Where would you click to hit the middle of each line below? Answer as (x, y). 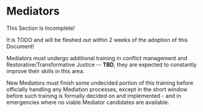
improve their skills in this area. (45, 71)
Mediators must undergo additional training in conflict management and (97, 58)
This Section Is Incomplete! (41, 28)
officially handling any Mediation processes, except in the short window (97, 89)
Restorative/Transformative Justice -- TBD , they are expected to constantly (102, 65)
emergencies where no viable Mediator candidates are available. (88, 102)
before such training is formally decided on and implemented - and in (94, 96)
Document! (21, 46)
